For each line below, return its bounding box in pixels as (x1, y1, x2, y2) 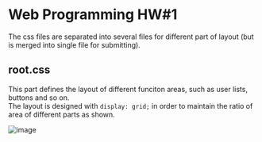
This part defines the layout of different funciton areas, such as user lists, (8, 84, 249, 94)
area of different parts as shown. (8, 109, 115, 119)
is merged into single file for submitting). (8, 40, 141, 49)
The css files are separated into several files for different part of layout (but (8, 32, 254, 41)
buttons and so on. (8, 93, 70, 102)
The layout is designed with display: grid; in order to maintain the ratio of (8, 101, 253, 110)
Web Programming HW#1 (8, 6, 178, 24)
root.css (8, 63, 51, 77)
